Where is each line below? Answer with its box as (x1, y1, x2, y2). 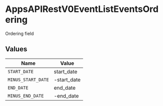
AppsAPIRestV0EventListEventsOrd (5, 3, 159, 15)
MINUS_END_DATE (8, 93, 44, 99)
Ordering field (5, 30, 34, 36)
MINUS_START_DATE (8, 77, 49, 83)
